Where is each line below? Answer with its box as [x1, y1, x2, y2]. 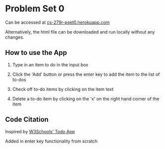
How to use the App [5, 49, 67, 57]
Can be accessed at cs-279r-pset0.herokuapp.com [5, 19, 110, 25]
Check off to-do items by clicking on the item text [12, 86, 114, 92]
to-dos [12, 76, 26, 82]
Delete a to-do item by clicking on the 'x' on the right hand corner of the [12, 96, 160, 101]
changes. [5, 34, 24, 40]
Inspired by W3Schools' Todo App [5, 128, 75, 134]
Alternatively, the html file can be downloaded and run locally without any [5, 29, 155, 35]
